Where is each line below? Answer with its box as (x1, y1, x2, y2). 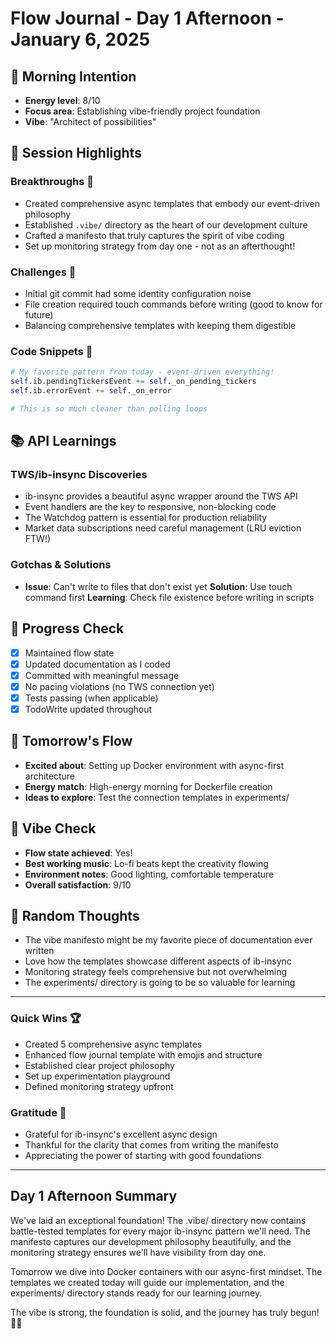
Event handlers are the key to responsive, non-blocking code (24, 501, 277, 513)
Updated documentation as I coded (24, 658, 171, 670)
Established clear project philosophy (24, 1059, 175, 1071)
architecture (24, 770, 76, 782)
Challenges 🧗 (10, 265, 77, 279)
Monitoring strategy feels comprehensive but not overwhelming (24, 966, 288, 978)
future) (24, 308, 54, 321)
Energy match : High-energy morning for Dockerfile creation (24, 780, 273, 792)
